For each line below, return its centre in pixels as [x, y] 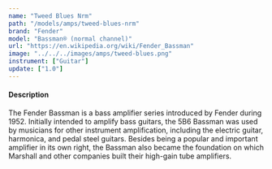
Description [29, 95]
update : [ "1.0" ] [36, 69]
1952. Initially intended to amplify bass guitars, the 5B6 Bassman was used [133, 121]
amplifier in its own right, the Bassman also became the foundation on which [136, 147]
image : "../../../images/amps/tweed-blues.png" [91, 54]
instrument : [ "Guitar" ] [49, 62]
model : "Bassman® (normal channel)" [70, 39]
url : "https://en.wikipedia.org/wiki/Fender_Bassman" [101, 46]
